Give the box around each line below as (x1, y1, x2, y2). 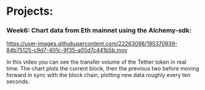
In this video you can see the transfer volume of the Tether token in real (6, 58, 187, 66)
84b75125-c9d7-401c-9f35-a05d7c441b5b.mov (6, 47, 128, 54)
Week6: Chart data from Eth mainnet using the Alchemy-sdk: (6, 26, 192, 35)
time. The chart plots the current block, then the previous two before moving (6, 65, 199, 72)
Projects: (6, 4, 53, 18)
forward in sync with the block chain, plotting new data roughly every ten (6, 72, 191, 79)
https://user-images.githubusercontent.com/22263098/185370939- (6, 40, 178, 47)
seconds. (6, 78, 30, 85)
